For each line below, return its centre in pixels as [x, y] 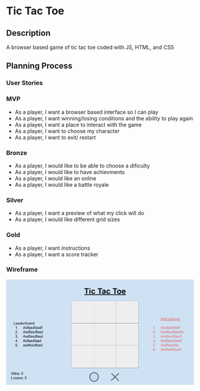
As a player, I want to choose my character [67, 131]
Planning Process [39, 66]
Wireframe [22, 269]
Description [28, 33]
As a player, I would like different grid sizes [67, 219]
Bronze [17, 153]
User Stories [25, 83]
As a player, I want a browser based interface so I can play [87, 112]
